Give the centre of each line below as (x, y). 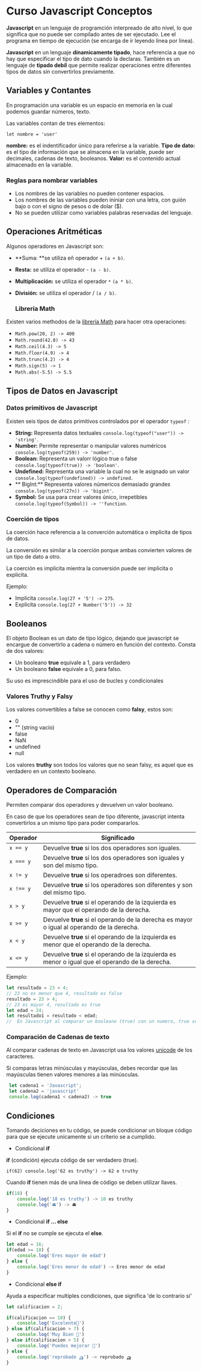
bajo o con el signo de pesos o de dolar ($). (69, 206)
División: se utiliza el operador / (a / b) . (66, 293)
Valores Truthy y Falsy (40, 696)
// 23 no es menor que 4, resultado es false (64, 993)
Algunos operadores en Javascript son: (55, 246)
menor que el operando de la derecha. (97, 944)
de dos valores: (26, 651)
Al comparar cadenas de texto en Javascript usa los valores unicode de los (99, 1050)
